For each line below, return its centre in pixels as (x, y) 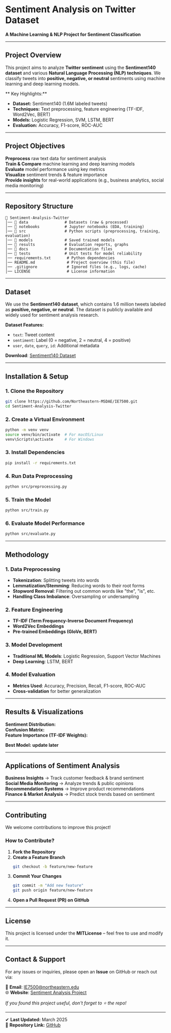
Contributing (26, 815)
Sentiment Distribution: (31, 724)
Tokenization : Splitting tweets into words (56, 580)
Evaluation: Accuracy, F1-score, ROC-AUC (58, 125)
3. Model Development (34, 645)
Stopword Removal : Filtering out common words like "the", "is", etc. (84, 591)
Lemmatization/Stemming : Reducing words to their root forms (79, 586)
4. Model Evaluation (30, 674)
